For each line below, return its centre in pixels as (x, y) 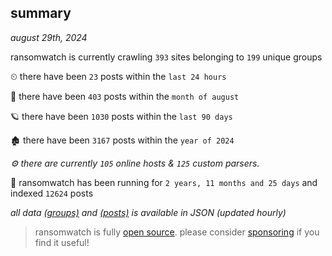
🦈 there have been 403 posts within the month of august (125, 96)
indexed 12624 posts (52, 193)
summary (41, 13)
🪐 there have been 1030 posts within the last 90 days (121, 116)
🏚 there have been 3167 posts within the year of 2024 (122, 140)
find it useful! (62, 242)
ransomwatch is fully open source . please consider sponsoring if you (177, 232)
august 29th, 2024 (49, 37)
